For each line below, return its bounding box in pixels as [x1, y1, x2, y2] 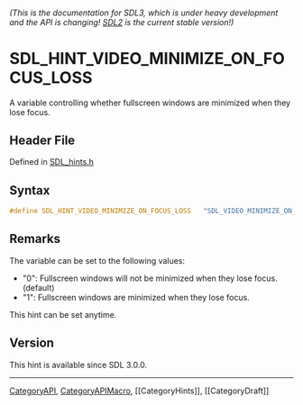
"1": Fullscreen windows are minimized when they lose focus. [22, 292, 250, 302]
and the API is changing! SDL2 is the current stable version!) [9, 16, 234, 27]
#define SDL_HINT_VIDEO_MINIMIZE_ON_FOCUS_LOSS [9, 207, 192, 216]
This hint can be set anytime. [9, 309, 117, 319]
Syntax [9, 183, 50, 198]
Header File [9, 132, 76, 148]
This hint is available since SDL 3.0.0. [9, 359, 147, 370]
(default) [22, 282, 55, 292]
